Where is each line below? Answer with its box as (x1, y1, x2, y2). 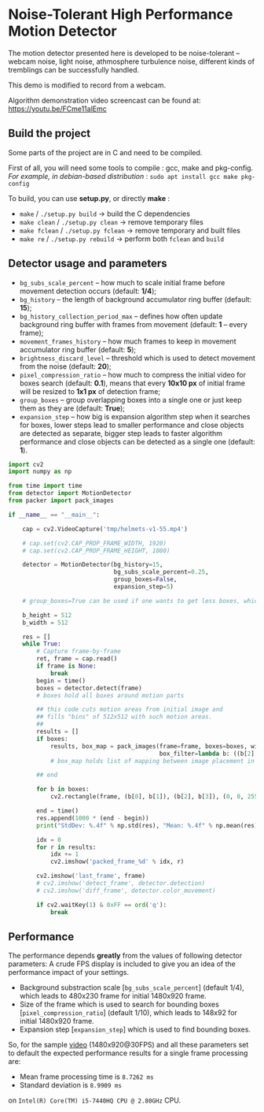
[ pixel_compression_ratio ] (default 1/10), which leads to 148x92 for (19, 1008, 238, 1017)
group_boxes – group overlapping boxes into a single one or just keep (19, 395, 242, 404)
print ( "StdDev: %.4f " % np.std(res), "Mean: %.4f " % (36, 821, 213, 829)
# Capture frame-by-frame (36, 648, 122, 656)
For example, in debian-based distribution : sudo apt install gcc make (8, 171, 238, 180)
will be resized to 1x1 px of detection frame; (19, 386, 161, 396)
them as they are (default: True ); (19, 404, 126, 413)
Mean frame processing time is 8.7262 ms (19, 1072, 155, 1081)
